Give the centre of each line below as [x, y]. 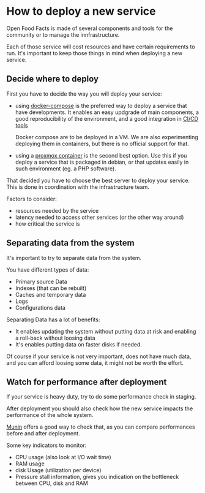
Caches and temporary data [50, 294]
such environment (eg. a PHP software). [65, 168]
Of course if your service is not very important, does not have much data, [99, 356]
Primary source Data [41, 281]
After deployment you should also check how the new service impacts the [100, 408]
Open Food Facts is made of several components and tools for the [90, 28]
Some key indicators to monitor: [47, 445]
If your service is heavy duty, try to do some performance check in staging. [101, 397]
